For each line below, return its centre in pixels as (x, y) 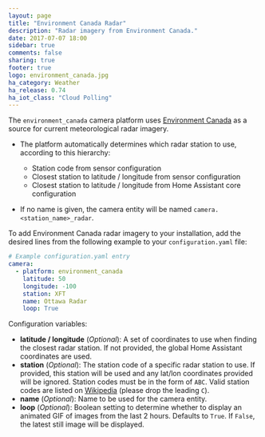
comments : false (35, 53)
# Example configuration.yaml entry (69, 257)
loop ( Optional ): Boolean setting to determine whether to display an (131, 407)
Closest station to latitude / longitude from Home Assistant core (136, 186)
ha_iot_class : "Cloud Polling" (60, 98)
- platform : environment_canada (69, 271)
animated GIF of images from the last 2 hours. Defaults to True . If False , (137, 416)
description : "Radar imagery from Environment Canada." (103, 30)
